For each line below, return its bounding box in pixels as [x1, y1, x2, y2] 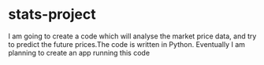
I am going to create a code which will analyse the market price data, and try [8, 31, 257, 41]
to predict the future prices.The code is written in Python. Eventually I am [8, 39, 246, 49]
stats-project [8, 5, 96, 23]
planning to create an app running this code [8, 48, 151, 57]
